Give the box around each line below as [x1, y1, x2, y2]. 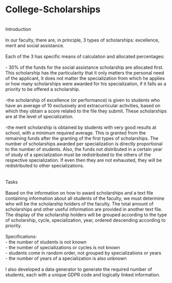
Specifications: [5, 233, 37, 239]
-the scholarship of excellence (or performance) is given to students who [5, 97, 160, 103]
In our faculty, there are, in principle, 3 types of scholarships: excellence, [5, 37, 160, 43]
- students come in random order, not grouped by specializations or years [5, 250, 162, 256]
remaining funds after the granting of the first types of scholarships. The [5, 135, 159, 141]
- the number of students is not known [5, 239, 87, 245]
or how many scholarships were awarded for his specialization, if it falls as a [5, 81, 167, 87]
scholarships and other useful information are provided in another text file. [5, 206, 163, 212]
